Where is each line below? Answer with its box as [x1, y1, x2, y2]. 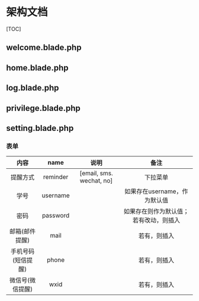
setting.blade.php [6, 123, 74, 133]
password [41, 212, 70, 220]
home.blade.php [6, 63, 69, 73]
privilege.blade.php [6, 103, 81, 113]
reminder [43, 173, 69, 181]
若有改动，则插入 [132, 216, 181, 225]
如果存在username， [124, 187, 182, 196]
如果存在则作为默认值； [123, 207, 190, 216]
